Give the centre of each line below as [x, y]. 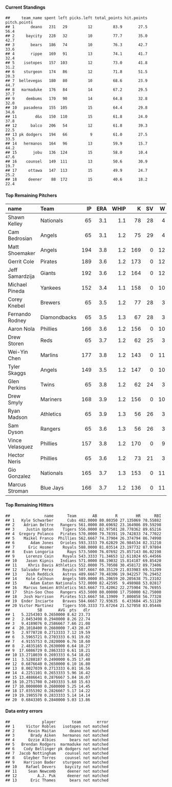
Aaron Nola [21, 329]
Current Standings [25, 7]
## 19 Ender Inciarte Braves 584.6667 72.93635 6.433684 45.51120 [83, 601]
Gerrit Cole [21, 261]
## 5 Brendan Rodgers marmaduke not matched [57, 744]
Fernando [19, 314]
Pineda [16, 291]
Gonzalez [19, 476]
